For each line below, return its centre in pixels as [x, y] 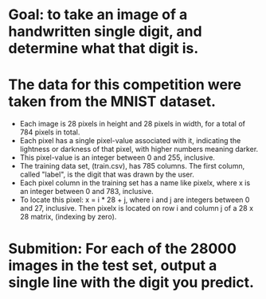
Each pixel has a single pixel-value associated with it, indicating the [130, 141]
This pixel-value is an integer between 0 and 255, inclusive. [117, 157]
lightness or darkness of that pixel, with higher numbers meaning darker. [139, 149]
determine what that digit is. [104, 49]
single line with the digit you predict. [131, 283]
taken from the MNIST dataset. [112, 102]
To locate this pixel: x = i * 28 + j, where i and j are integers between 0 [135, 200]
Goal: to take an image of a [98, 15]
